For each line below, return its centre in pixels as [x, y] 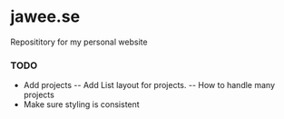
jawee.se [45, 17]
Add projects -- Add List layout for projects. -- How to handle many [149, 85]
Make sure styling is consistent [81, 104]
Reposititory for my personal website [79, 42]
